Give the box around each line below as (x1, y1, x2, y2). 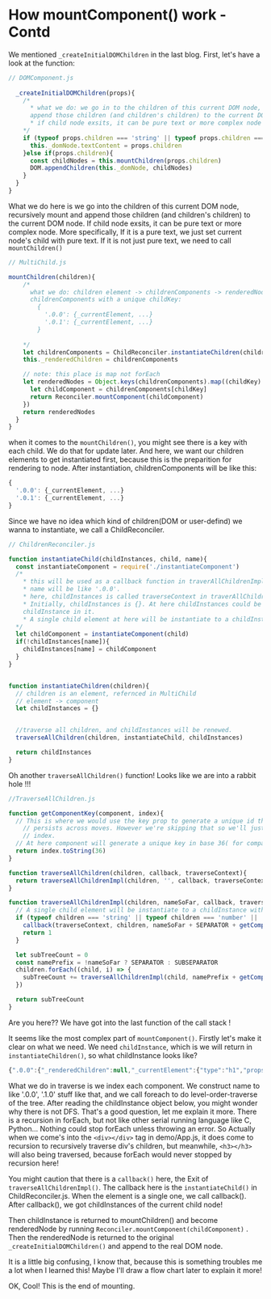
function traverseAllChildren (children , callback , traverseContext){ (8, 869, 248, 877)
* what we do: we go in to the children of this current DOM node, (29, 104, 262, 112)
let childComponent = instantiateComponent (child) (15, 630, 190, 638)
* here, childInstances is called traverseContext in (23, 593, 207, 601)
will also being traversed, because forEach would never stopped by (8, 1149, 232, 1159)
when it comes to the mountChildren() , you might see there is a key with (8, 438, 248, 447)
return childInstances (15, 748, 92, 757)
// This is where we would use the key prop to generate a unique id (15, 817, 254, 825)
